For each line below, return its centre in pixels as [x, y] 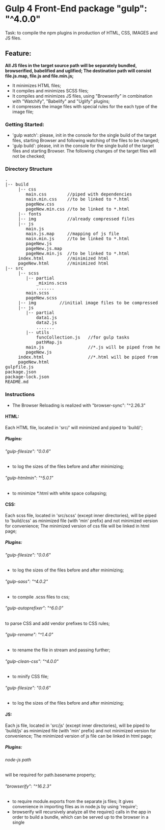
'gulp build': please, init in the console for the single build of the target [83, 146]
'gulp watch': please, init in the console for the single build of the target [84, 135]
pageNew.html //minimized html [63, 264]
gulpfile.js [19, 367]
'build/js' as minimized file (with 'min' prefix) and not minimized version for [81, 730]
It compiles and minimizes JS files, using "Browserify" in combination [82, 96]
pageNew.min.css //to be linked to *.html [78, 209]
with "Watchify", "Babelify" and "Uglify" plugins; [61, 101]
